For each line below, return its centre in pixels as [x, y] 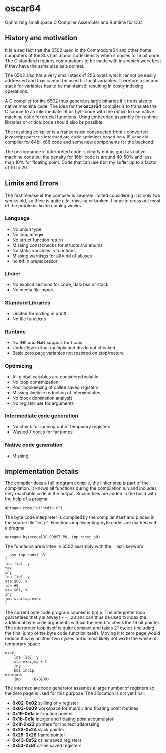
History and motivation [41, 38]
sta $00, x [16, 581]
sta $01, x [16, 590]
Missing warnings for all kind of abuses [52, 256]
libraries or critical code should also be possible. [54, 122]
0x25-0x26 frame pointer [39, 735]
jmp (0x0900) [32, 679]
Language [18, 218]
